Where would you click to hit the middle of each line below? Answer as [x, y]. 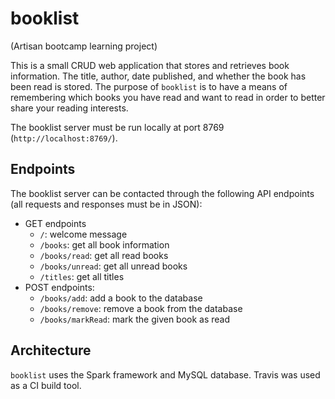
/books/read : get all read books [104, 255]
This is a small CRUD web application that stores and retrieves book [150, 65]
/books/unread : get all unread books [113, 266]
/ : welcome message [83, 234]
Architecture [51, 350]
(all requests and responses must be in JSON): [106, 204]
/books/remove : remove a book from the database [141, 308]
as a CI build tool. [46, 385]
